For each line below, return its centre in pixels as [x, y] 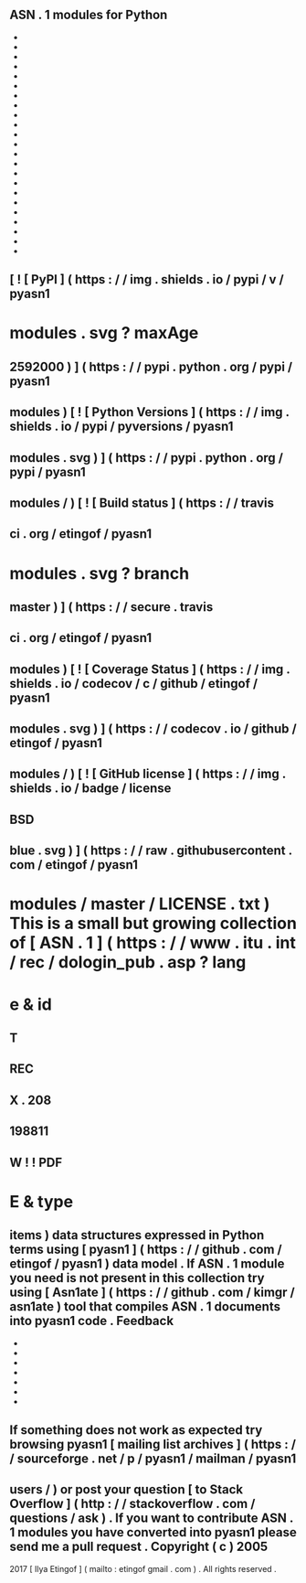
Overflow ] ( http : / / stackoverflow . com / [132, 1504]
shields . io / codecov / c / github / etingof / [134, 684]
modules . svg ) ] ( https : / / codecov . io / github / [153, 729]
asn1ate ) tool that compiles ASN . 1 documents [145, 1307]
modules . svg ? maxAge [104, 333]
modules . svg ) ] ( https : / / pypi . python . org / [146, 458]
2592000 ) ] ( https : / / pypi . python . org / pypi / [151, 366]
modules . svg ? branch [100, 573]
